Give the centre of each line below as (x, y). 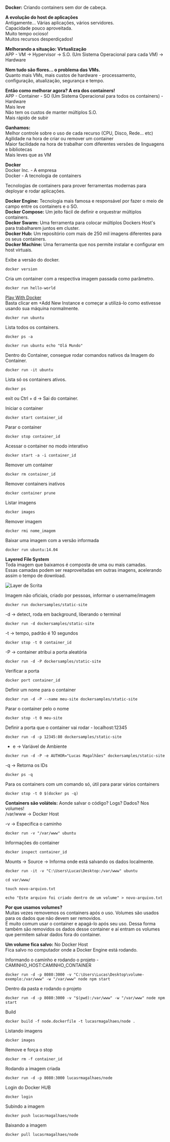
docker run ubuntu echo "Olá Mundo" (44, 346)
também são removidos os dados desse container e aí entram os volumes (83, 929)
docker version (21, 269)
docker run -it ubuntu (29, 370)
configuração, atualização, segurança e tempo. (55, 81)
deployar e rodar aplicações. (35, 191)
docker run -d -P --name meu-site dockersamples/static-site (72, 699)
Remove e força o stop (29, 1050)
